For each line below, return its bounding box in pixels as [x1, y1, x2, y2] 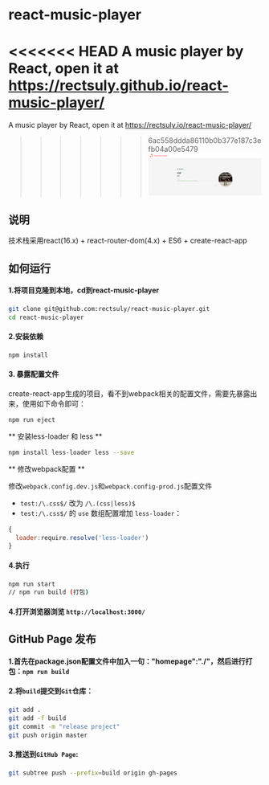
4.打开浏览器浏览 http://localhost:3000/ [8, 607, 146, 616]
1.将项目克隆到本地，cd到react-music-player [8, 285, 160, 295]
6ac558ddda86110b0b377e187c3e [148, 136, 262, 145]
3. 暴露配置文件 [8, 370, 59, 379]
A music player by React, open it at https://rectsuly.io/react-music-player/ [8, 121, 252, 130]
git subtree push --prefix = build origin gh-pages [8, 769, 178, 777]
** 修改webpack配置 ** [8, 464, 86, 473]
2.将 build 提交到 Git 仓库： [8, 686, 94, 696]
